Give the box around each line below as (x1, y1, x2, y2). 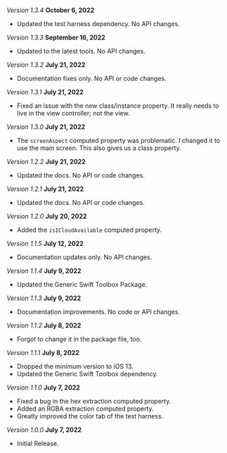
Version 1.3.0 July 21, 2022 (6, 123, 86, 131)
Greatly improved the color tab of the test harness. (16, 412, 164, 420)
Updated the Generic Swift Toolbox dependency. (16, 370, 159, 378)
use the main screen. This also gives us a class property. (16, 144, 182, 152)
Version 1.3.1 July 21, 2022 (6, 88, 84, 96)
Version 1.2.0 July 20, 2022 (6, 212, 87, 221)
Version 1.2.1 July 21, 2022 (6, 185, 84, 193)
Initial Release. (16, 440, 59, 447)
